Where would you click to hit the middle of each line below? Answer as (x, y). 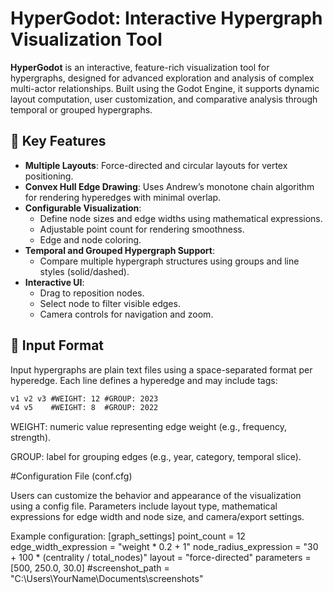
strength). (31, 438)
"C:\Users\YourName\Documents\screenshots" (107, 579)
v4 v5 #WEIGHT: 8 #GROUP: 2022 (84, 408)
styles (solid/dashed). (84, 271)
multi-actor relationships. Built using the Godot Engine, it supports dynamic (165, 88)
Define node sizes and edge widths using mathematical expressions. (181, 218)
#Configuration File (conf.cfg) (71, 476)
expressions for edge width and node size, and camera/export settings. (157, 517)
